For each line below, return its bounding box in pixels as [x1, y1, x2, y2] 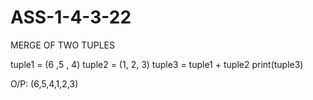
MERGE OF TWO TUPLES [10, 39, 115, 51]
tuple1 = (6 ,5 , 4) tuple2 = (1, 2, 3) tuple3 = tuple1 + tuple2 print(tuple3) [10, 58, 304, 70]
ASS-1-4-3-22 [10, 6, 132, 29]
